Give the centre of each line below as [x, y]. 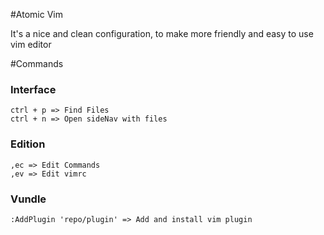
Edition [28, 144]
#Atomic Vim [36, 14]
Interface [33, 89]
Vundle [28, 199]
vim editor [31, 44]
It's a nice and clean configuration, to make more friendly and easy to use [162, 33]
